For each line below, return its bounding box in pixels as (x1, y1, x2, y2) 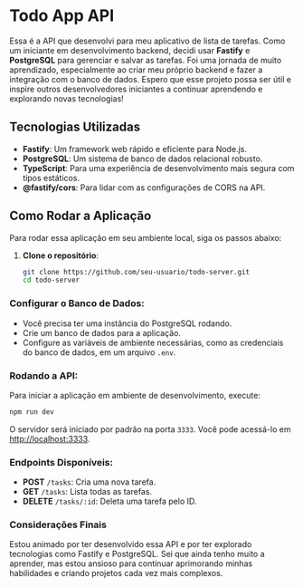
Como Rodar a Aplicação (9, 208, 152, 224)
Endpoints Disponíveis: (9, 456, 113, 468)
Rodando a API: (9, 369, 79, 381)
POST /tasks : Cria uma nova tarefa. (22, 476, 156, 487)
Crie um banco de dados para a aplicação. (22, 327, 182, 338)
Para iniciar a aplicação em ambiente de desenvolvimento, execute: (9, 390, 260, 400)
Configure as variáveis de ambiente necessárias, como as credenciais (22, 337, 284, 348)
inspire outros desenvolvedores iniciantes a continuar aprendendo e (9, 83, 263, 94)
